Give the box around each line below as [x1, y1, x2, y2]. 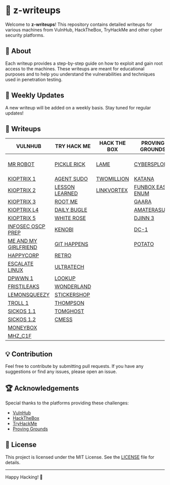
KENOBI [54, 226, 74, 233]
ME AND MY [8, 238, 37, 245]
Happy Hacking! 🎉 [5, 474, 43, 480]
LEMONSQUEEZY [8, 291, 50, 299]
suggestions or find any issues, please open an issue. [5, 368, 117, 375]
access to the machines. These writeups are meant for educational [5, 65, 145, 71]
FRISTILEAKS [8, 283, 39, 290]
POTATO [134, 241, 154, 248]
